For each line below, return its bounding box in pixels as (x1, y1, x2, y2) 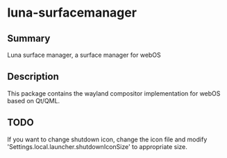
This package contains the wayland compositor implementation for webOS (7, 89, 221, 98)
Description (7, 71, 59, 82)
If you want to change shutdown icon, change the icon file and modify (7, 135, 208, 143)
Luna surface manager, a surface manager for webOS (7, 51, 161, 59)
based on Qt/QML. (7, 96, 60, 105)
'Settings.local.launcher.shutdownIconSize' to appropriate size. (7, 142, 187, 150)
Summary (7, 33, 51, 44)
